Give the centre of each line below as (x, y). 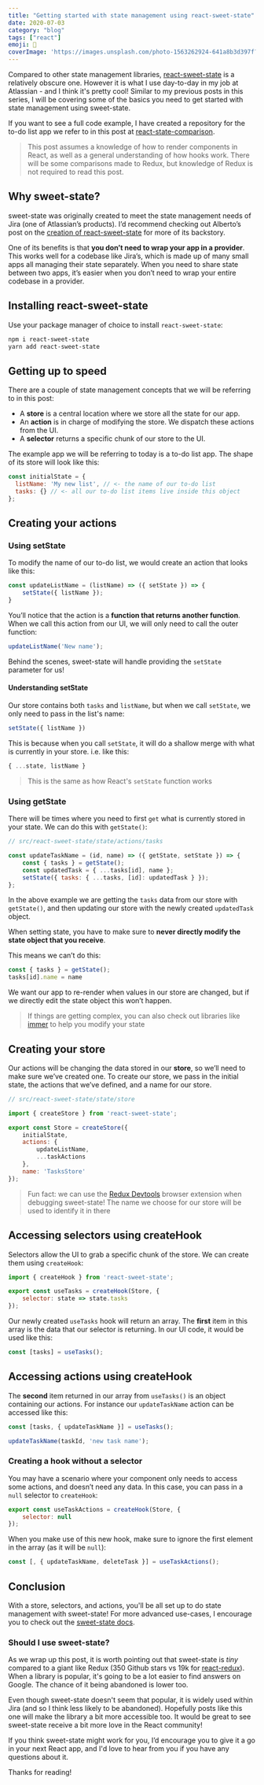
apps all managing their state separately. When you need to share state (123, 264)
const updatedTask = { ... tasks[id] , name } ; (98, 870)
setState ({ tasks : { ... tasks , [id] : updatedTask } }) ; (116, 878)
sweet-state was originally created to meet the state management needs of (130, 215)
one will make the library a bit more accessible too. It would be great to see (130, 1716)
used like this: (31, 1338)
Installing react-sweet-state (78, 306)
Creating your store (57, 1049)
